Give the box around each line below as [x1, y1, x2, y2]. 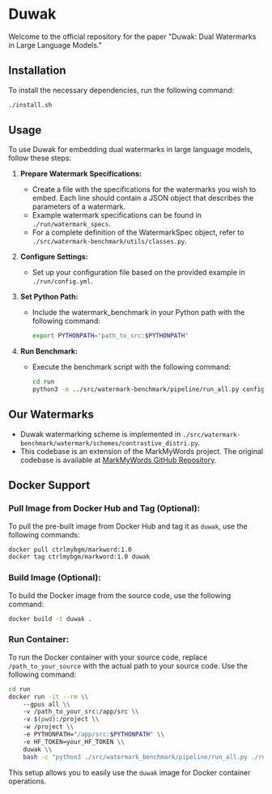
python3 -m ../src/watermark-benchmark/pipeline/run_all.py [32, 385, 240, 393]
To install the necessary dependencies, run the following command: [8, 85, 235, 95]
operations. [8, 776, 47, 786]
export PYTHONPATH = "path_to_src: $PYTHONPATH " [32, 332, 189, 340]
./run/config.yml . [32, 276, 93, 286]
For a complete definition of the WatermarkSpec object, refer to [32, 227, 244, 237]
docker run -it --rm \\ [8, 693, 89, 701]
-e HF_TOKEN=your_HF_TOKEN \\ [23, 737, 125, 745]
